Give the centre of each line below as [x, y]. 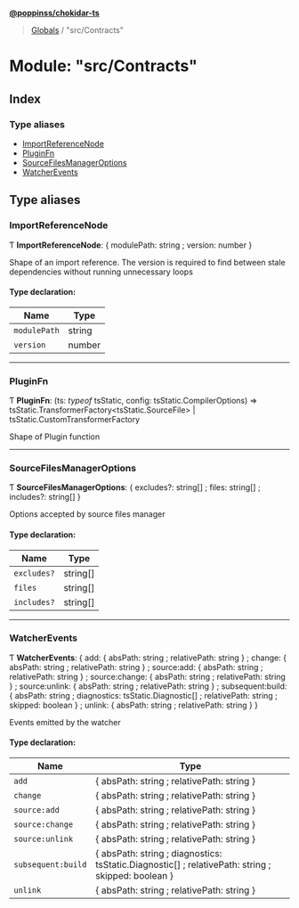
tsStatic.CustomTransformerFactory [75, 420]
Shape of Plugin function [55, 437]
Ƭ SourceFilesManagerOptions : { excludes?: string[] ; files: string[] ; [135, 487]
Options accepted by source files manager [87, 514]
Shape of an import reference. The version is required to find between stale [148, 262]
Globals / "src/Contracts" [77, 30]
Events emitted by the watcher [65, 722]
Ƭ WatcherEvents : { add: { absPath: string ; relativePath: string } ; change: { [148, 658]
